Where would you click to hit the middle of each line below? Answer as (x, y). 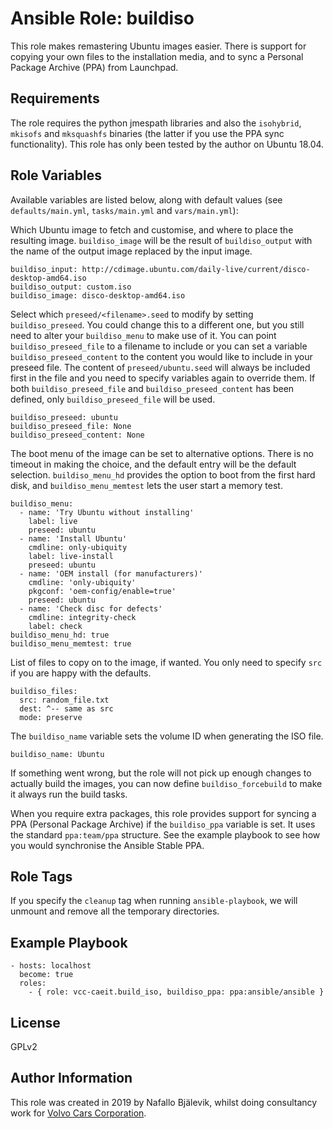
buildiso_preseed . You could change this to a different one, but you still (157, 324)
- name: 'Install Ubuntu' (73, 538)
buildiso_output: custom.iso (71, 287)
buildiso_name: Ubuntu (57, 754)
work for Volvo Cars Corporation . (78, 1113)
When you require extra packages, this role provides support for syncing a (163, 813)
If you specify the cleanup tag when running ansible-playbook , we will (154, 901)
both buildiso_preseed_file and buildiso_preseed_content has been (152, 388)
